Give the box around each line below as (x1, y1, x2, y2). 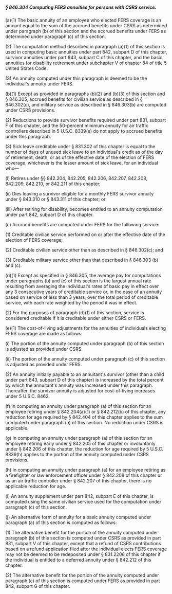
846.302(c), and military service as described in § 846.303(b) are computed (5, 101, 167, 107)
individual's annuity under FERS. (5, 80, 74, 87)
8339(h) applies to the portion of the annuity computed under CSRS (5, 451, 149, 457)
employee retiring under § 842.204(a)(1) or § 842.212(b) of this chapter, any (5, 408, 166, 415)
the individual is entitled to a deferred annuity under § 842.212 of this (5, 556, 151, 563)
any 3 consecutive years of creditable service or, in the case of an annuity (5, 289, 162, 295)
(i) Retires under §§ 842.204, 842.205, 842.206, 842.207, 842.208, (5, 175, 148, 181)
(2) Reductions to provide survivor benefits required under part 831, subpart (5, 117, 166, 123)
